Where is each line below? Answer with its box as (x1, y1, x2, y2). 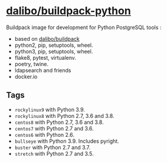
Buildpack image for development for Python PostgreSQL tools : (6, 24, 162, 31)
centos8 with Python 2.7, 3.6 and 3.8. (14, 119, 104, 126)
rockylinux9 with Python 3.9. (14, 106, 86, 113)
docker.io (14, 73, 38, 80)
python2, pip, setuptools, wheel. (14, 41, 93, 49)
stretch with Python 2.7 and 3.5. (14, 150, 94, 157)
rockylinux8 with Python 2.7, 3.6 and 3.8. (14, 112, 114, 119)
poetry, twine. (14, 60, 49, 68)
